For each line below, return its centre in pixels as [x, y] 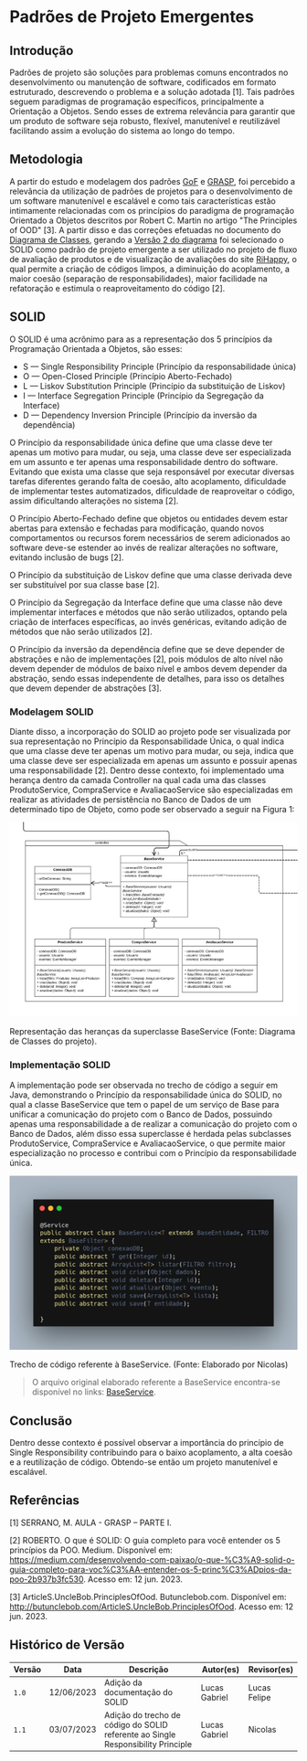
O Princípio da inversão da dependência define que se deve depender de [147, 649]
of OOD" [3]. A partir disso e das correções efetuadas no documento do [145, 229]
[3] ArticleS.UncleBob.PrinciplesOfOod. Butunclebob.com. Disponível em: [148, 1597]
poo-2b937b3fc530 [47, 1579]
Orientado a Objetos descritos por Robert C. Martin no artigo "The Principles [153, 220]
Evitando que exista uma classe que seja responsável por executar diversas [152, 472]
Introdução [42, 51]
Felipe [259, 1697]
